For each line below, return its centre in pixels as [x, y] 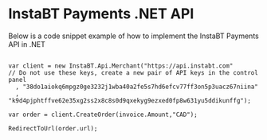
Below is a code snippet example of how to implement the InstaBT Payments [133, 36]
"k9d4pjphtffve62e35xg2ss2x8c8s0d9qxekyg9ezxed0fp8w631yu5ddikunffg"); [130, 100]
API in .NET [27, 44]
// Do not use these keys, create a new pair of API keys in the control [133, 72]
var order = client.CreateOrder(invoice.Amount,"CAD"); [103, 115]
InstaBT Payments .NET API [101, 14]
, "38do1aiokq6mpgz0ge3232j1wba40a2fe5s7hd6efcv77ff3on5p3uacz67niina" [137, 87]
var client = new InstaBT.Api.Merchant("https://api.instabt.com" [121, 66]
